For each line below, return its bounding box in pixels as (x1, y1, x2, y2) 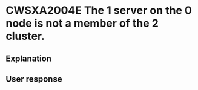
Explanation (5, 53, 52, 63)
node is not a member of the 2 (5, 16, 159, 30)
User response (5, 74, 62, 84)
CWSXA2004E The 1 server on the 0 (5, 4, 192, 18)
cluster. (5, 30, 45, 43)
